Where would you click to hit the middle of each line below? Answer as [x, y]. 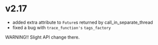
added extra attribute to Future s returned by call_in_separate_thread [83, 22]
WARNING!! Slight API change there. [42, 37]
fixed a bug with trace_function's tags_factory [61, 27]
